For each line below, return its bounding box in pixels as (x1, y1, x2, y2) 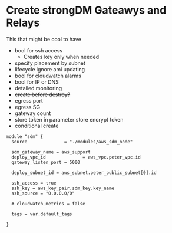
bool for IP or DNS (14, 78, 59, 86)
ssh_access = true (11, 180, 57, 186)
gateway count (14, 110, 51, 117)
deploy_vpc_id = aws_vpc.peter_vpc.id (11, 154, 141, 160)
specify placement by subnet (14, 60, 85, 67)
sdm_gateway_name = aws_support (11, 149, 91, 155)
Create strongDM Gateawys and (6, 4, 167, 17)
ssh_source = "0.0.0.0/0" (11, 190, 75, 196)
